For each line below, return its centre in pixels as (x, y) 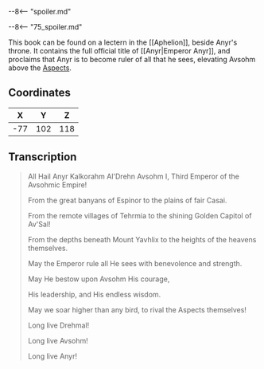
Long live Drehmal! (58, 325)
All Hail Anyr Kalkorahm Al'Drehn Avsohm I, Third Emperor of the (134, 176)
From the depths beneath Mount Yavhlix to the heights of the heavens (142, 239)
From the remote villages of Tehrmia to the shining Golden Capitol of (140, 215)
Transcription (43, 157)
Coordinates (40, 93)
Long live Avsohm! (58, 340)
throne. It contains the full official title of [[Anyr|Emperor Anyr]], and (119, 51)
